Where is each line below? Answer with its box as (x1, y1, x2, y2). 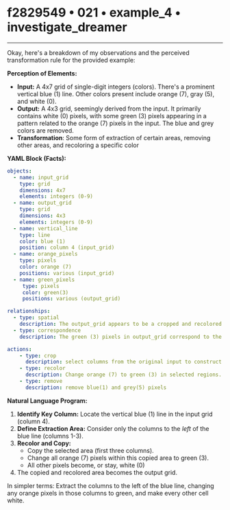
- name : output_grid (13, 199, 72, 207)
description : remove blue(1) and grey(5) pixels (25, 384, 167, 391)
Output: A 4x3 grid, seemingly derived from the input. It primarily (16, 104, 201, 113)
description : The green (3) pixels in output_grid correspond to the (19, 333, 222, 340)
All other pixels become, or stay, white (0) (27, 461, 145, 469)
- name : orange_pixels (13, 251, 78, 258)
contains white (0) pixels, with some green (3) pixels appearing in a (16, 111, 207, 120)
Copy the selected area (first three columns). (27, 446, 154, 454)
